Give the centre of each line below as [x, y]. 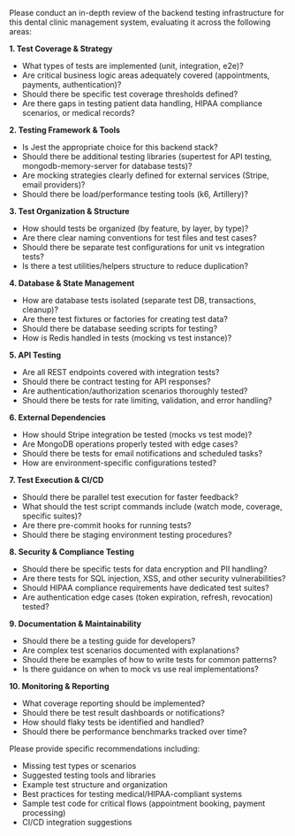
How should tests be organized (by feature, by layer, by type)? [135, 228]
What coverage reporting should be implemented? [113, 703]
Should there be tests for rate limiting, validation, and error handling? [147, 400]
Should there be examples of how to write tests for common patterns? [149, 660]
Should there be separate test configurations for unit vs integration [143, 247]
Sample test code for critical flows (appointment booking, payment [144, 803]
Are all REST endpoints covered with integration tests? [121, 372]
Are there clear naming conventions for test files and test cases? [140, 238]
